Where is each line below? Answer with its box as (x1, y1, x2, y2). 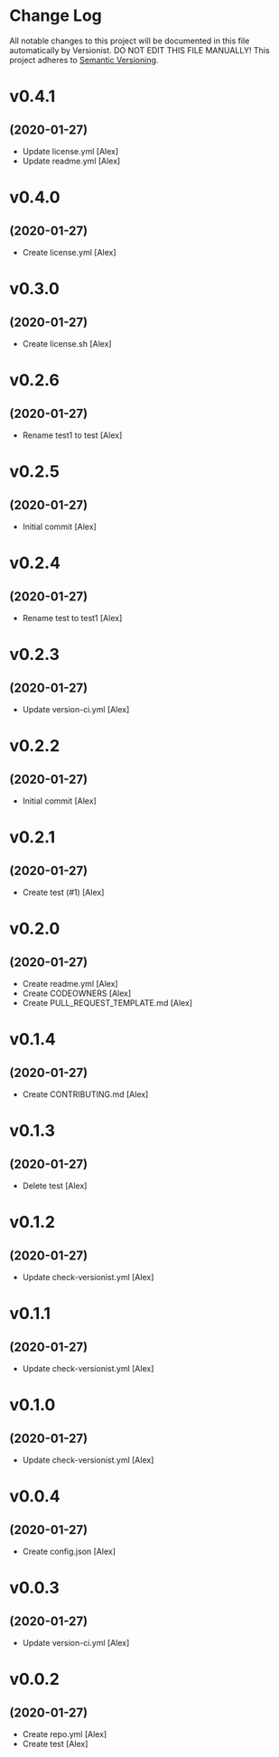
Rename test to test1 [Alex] (22, 612, 123, 623)
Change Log (9, 5, 102, 26)
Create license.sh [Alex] (22, 338, 112, 349)
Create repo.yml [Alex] (22, 1728, 107, 1739)
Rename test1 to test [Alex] (22, 430, 123, 441)
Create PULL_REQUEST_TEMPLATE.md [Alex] (22, 997, 192, 1008)
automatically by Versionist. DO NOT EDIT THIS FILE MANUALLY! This (9, 44, 270, 55)
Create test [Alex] (22, 1738, 88, 1749)
